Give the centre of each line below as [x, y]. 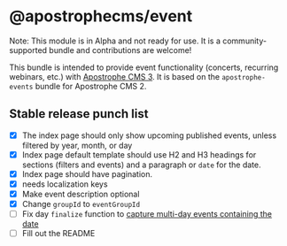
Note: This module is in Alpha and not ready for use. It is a [115, 41]
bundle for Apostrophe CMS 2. [91, 86]
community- [245, 41]
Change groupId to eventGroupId [81, 204]
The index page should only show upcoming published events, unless [149, 135]
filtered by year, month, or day [77, 145]
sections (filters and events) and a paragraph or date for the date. [141, 165]
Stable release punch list [79, 114]
